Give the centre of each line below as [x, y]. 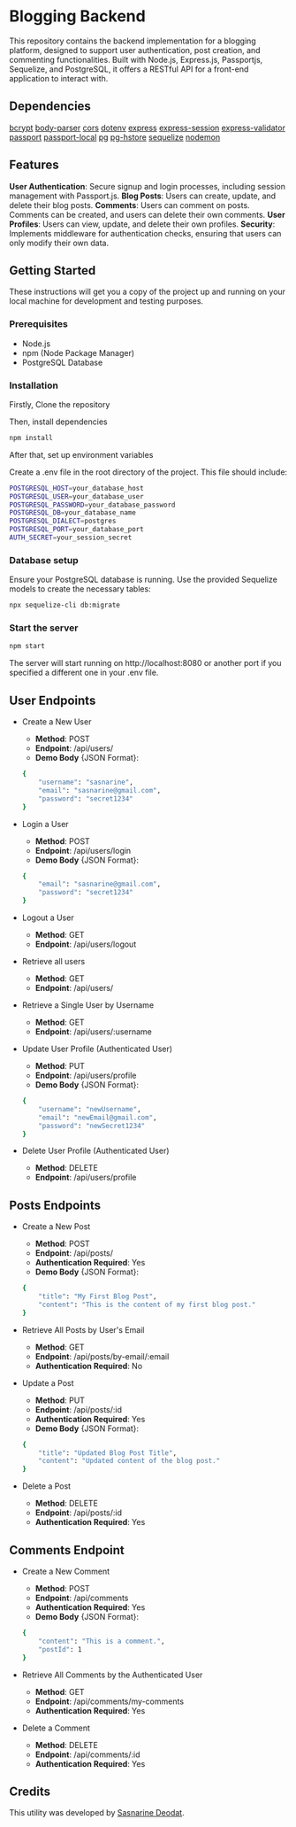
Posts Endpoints [55, 1205]
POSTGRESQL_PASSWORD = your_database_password [92, 505]
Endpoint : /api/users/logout [86, 944]
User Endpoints [53, 700]
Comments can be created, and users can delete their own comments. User [147, 214]
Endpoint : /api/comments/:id [87, 1754]
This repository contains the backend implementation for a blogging [133, 41]
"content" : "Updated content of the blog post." [129, 1461]
